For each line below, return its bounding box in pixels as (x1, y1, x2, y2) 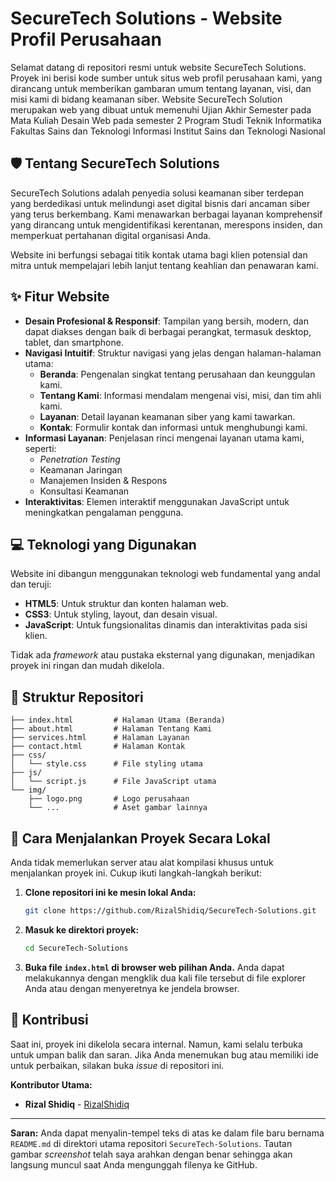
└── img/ (10, 785, 47, 796)
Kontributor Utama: (10, 1078, 93, 1091)
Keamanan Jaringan (39, 463, 123, 476)
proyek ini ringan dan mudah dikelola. (10, 660, 165, 672)
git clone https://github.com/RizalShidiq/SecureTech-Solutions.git (24, 906, 317, 916)
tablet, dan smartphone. (24, 336, 124, 348)
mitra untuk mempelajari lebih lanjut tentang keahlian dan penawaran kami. (10, 259, 319, 271)
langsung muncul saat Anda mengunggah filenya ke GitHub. (10, 1158, 258, 1171)
